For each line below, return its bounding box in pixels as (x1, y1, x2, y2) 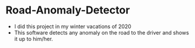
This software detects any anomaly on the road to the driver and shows (14, 29, 190, 36)
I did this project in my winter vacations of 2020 (14, 23, 131, 30)
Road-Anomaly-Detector (5, 4, 130, 17)
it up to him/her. (14, 35, 54, 42)
